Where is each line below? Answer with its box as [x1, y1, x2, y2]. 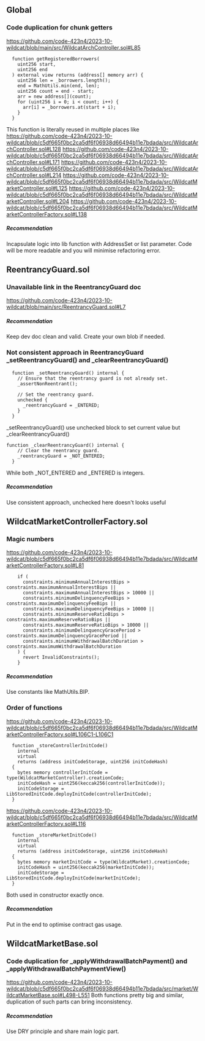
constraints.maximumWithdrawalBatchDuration [6, 643, 122, 650]
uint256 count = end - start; [17, 88, 95, 94]
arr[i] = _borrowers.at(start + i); [22, 104, 116, 110]
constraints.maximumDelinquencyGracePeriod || [6, 633, 127, 639]
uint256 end [17, 66, 48, 73]
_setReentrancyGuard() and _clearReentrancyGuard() [6, 356, 169, 364]
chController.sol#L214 [6, 171, 62, 179]
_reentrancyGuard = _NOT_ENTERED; [17, 453, 105, 459]
